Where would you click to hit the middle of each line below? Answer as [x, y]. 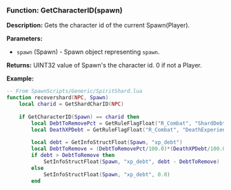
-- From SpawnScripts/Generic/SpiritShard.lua [74, 92]
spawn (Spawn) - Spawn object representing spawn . [88, 52]
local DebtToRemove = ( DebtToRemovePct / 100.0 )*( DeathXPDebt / [121, 149]
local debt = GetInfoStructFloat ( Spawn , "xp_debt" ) [107, 142]
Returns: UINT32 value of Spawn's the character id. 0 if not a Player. [104, 65]
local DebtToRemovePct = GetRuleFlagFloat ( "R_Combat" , [112, 123]
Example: [20, 78]
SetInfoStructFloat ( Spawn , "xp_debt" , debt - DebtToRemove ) [131, 161]
